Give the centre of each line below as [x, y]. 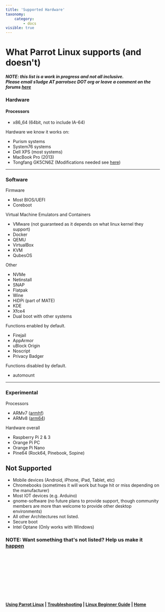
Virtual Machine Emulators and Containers [48, 215]
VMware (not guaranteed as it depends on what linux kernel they [78, 224]
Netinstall [22, 280]
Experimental [22, 393]
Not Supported [29, 468]
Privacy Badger [28, 356]
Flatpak [20, 290]
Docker [20, 234]
